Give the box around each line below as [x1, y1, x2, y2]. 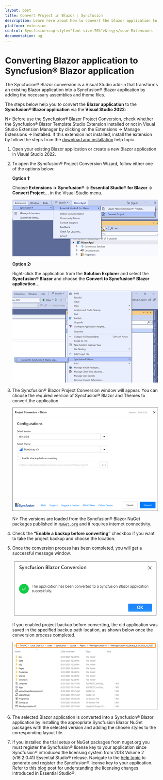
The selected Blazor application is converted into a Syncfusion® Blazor [12, 714, 154, 720]
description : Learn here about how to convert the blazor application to [5, 18, 158, 23]
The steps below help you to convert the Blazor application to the [5, 101, 137, 107]
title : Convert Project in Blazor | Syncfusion [5, 13, 103, 18]
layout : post [5, 8, 32, 13]
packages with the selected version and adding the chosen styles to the [12, 724, 156, 730]
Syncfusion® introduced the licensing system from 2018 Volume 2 [12, 749, 144, 755]
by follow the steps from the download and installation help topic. [5, 136, 136, 142]
